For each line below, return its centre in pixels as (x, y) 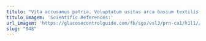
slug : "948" (21, 29)
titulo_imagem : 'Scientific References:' (60, 17)
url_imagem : (21, 23)
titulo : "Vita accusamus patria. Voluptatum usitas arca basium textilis (103, 12)
